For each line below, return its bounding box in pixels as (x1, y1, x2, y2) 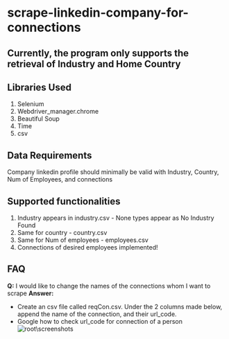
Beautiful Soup (17, 114, 60, 123)
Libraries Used (7, 81, 71, 93)
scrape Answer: (7, 289, 54, 297)
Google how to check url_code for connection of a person (17, 317, 183, 325)
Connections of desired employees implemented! (17, 243, 158, 252)
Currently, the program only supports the (7, 47, 189, 59)
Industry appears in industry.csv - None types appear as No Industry (17, 214, 214, 223)
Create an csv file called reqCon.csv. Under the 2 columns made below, (17, 302, 223, 311)
